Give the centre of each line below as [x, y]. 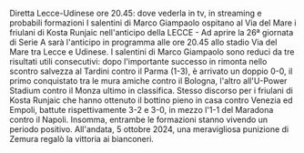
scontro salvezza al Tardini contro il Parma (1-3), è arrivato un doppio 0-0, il [151, 71]
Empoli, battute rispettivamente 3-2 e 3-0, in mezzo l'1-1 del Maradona [142, 110]
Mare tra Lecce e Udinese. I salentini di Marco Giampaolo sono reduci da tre [152, 52]
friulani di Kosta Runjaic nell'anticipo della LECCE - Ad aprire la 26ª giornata [152, 32]
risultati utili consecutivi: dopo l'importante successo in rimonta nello [138, 61]
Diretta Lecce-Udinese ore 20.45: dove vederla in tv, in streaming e [136, 13]
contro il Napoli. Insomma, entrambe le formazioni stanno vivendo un [139, 119]
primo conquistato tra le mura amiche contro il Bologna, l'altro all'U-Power [148, 81]
